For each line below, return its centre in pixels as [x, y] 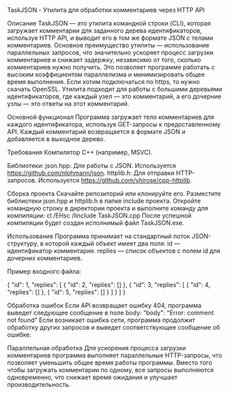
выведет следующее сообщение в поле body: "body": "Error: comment [111, 313]
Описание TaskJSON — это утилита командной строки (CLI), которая [109, 23]
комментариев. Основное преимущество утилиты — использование [108, 45]
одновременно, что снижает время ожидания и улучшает [92, 377]
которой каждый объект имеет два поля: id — [113, 243]
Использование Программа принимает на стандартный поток [99, 236]
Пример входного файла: [44, 271]
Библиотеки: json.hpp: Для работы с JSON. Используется [92, 166]
